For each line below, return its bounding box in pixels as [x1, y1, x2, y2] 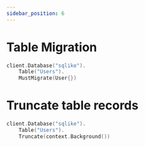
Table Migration [6, 39, 97, 55]
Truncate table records [6, 98, 139, 113]
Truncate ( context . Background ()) [18, 133, 110, 140]
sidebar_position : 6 [6, 10, 65, 17]
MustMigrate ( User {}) [18, 75, 77, 82]
